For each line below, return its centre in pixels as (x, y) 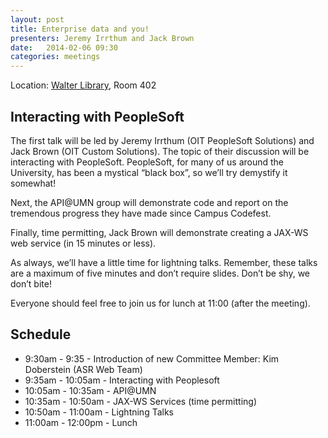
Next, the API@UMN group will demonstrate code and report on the (149, 202)
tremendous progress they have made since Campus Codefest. (141, 213)
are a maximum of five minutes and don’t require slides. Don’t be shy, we (160, 273)
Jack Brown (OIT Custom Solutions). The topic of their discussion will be (160, 151)
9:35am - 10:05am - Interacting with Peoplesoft (122, 380)
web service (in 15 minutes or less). (83, 243)
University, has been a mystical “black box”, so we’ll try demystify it (149, 172)
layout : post (37, 19)
